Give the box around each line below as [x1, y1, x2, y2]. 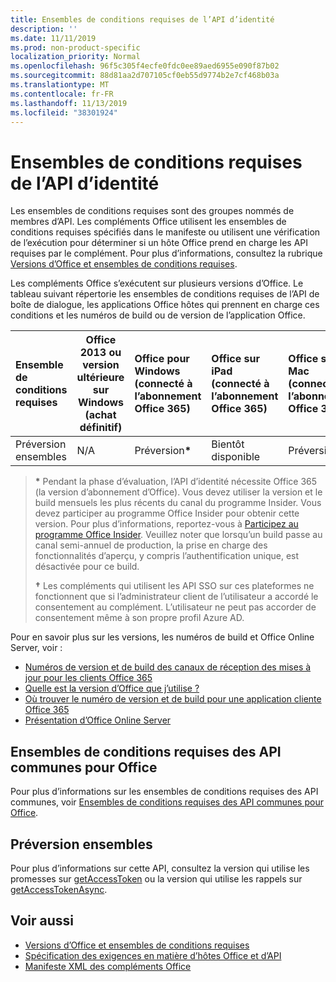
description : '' [10, 24, 78, 34]
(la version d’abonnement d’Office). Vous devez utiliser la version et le [34, 486, 323, 498]
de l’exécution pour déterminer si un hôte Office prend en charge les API [10, 237, 309, 249]
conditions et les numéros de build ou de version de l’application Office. [10, 309, 306, 321]
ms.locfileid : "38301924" [10, 107, 118, 118]
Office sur [211, 352, 260, 366]
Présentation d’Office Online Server [24, 714, 172, 726]
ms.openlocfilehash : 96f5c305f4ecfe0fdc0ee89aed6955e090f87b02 [10, 61, 280, 71]
